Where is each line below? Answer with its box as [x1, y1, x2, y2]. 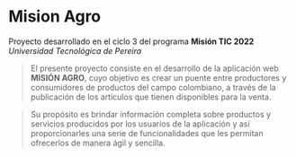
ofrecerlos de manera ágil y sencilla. [30, 137, 166, 148]
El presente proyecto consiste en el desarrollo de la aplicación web [30, 63, 280, 74]
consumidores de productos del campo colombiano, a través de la [30, 82, 276, 92]
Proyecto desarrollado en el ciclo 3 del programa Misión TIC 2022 [8, 36, 255, 47]
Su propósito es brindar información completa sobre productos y [30, 109, 272, 119]
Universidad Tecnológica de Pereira [8, 45, 142, 56]
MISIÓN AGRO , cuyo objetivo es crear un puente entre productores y [30, 72, 287, 83]
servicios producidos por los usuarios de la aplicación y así [30, 118, 250, 129]
